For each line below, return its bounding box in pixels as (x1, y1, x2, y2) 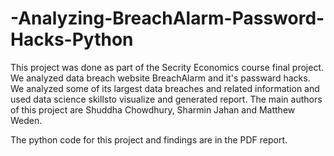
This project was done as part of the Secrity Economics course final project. (10, 61, 325, 73)
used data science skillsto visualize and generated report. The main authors (10, 93, 323, 105)
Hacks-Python (10, 28, 134, 51)
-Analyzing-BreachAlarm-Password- (10, 7, 325, 30)
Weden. (10, 114, 43, 126)
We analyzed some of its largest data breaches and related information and (10, 82, 320, 94)
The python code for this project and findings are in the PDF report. (10, 133, 288, 146)
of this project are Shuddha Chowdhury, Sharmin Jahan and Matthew (10, 103, 296, 116)
